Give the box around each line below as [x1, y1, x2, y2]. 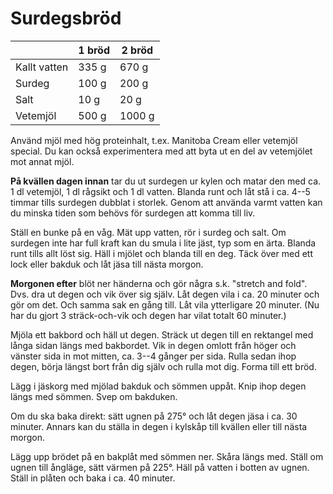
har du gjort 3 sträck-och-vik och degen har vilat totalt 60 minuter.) [10, 309, 287, 321]
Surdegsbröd [10, 7, 122, 30]
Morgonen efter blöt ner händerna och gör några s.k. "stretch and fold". [10, 277, 308, 289]
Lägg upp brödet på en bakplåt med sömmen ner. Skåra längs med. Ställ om [10, 450, 324, 462]
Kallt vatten [15, 60, 69, 74]
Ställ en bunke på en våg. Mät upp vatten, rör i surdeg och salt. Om [10, 226, 287, 238]
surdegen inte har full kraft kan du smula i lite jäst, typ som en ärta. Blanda [10, 237, 317, 249]
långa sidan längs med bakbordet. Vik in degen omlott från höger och [10, 339, 297, 351]
